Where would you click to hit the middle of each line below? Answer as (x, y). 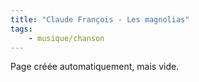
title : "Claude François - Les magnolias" (100, 19)
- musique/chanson (66, 38)
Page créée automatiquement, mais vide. (95, 67)
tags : (21, 29)
